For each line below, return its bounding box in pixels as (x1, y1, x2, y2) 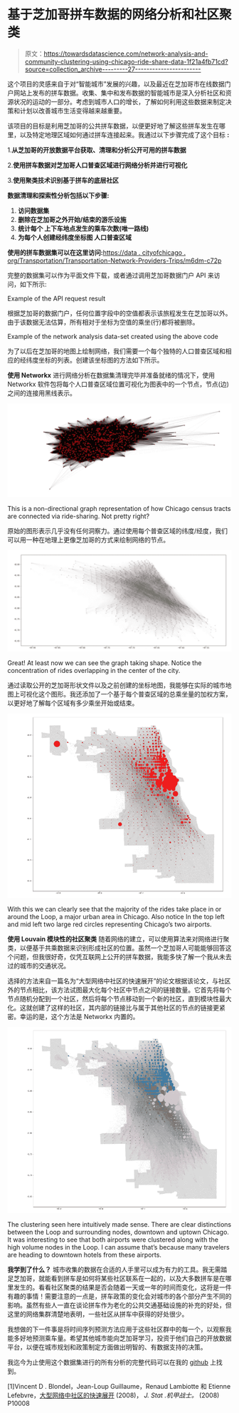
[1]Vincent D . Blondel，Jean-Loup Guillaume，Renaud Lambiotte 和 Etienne (7, 1382, 231, 1390)
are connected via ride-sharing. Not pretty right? (7, 512, 150, 520)
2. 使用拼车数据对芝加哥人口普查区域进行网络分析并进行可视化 (7, 161, 188, 169)
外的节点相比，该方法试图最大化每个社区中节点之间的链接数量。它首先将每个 (7, 986, 232, 994)
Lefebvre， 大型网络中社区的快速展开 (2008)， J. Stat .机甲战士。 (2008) (7, 1391, 220, 1399)
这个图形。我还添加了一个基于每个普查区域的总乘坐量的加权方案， (38, 690, 232, 699)
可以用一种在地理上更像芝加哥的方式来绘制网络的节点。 (7, 535, 169, 544)
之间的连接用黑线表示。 (7, 388, 76, 397)
